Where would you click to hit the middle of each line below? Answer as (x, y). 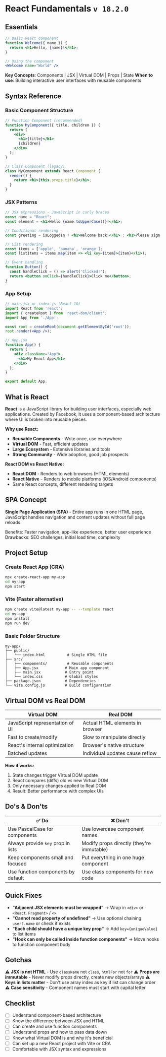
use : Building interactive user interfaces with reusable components (73, 80)
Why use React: (22, 429)
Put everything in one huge (113, 858)
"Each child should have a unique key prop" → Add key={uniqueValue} (85, 928)
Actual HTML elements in (112, 723)
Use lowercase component (113, 829)
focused (17, 863)
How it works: (20, 765)
